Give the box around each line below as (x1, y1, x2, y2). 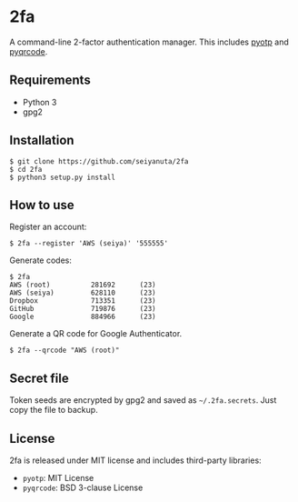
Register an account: (9, 221, 87, 233)
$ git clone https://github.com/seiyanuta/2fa (9, 156, 189, 166)
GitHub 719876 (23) (9, 305, 156, 314)
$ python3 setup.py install (9, 173, 116, 182)
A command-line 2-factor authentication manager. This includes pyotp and (9, 36, 289, 47)
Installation (9, 133, 74, 148)
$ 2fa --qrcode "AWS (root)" (9, 346, 120, 356)
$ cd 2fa (9, 165, 43, 174)
